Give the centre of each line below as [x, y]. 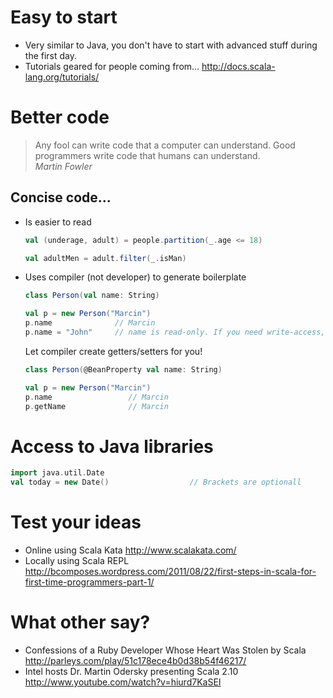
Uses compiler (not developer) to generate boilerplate [135, 277]
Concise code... [61, 197]
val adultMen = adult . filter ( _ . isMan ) [105, 258]
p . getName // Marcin [96, 406]
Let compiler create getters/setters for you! [113, 351]
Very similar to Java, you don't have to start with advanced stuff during [171, 45]
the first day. [51, 55]
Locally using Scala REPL [77, 561]
